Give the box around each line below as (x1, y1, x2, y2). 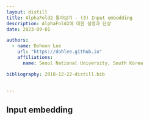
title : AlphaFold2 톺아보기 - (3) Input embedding (6, 15, 133, 21)
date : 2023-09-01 (6, 26, 51, 33)
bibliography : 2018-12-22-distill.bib (6, 71, 105, 77)
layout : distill (6, 9, 48, 15)
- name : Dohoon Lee (12, 43, 62, 49)
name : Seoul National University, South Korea (22, 60, 144, 66)
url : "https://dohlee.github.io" (17, 49, 103, 55)
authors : (6, 37, 29, 44)
